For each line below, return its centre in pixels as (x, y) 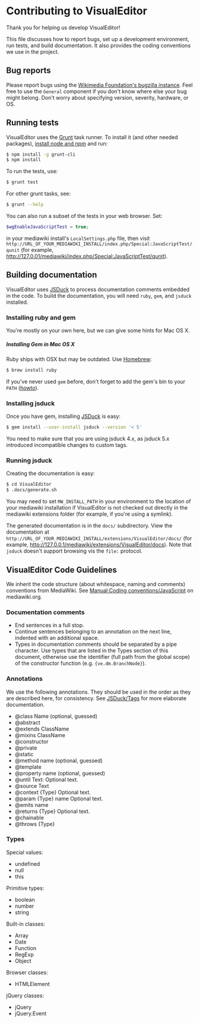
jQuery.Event (31, 1013)
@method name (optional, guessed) (59, 760)
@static (24, 754)
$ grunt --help (25, 205)
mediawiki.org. (24, 597)
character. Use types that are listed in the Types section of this (91, 651)
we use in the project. (33, 51)
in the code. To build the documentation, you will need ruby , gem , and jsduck (99, 295)
